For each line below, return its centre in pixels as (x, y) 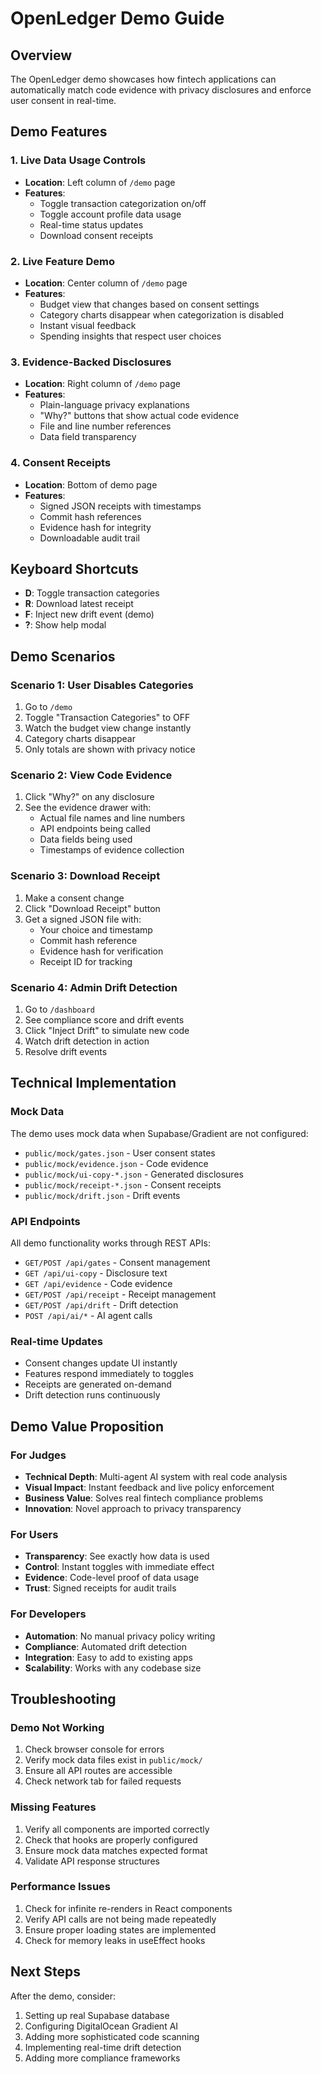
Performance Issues (61, 1887)
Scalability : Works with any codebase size (113, 1668)
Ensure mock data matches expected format (116, 1850)
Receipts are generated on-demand (98, 1384)
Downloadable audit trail (89, 538)
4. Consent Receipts (61, 463)
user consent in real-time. (63, 100)
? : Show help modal (65, 625)
